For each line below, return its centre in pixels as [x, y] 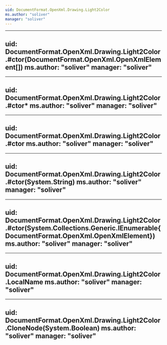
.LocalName [24, 282]
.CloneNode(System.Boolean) [52, 328]
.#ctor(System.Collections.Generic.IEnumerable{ [83, 228]
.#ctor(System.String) [40, 182]
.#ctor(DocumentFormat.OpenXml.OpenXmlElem [83, 60]
